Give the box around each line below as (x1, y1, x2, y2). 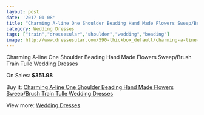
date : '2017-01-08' (6, 15, 56, 21)
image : (6, 37, 23, 43)
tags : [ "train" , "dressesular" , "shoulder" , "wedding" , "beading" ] (6, 31, 170, 38)
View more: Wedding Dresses (6, 102, 81, 109)
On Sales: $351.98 (6, 72, 53, 79)
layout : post (6, 8, 39, 15)
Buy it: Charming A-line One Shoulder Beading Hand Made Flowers (6, 84, 174, 91)
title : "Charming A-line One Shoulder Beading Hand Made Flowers (6, 20, 175, 26)
